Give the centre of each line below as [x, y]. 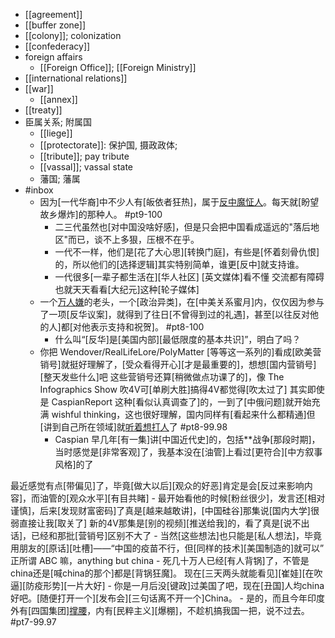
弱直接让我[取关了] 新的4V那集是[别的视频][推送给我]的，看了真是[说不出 [160, 523]
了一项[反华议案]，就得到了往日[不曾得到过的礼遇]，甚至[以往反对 [175, 314]
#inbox [39, 190]
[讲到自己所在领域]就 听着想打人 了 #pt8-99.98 [133, 427]
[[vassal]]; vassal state [86, 167]
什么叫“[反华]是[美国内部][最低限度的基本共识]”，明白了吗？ [178, 339]
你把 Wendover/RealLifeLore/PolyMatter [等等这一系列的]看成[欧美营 [180, 352]
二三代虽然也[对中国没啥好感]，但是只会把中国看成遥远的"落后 [183, 227]
